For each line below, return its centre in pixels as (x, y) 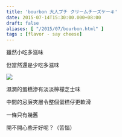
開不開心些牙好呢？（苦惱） (41, 128)
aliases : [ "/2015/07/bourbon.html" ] (55, 29)
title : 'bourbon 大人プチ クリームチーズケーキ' (62, 12)
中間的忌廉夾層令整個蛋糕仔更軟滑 (49, 102)
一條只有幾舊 (22, 115)
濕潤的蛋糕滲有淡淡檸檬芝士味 (43, 89)
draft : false (23, 23)
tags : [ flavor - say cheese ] (44, 34)
